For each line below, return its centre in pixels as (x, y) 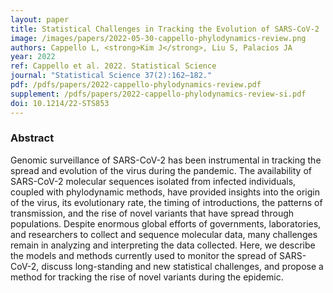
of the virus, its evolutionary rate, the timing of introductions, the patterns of (166, 202)
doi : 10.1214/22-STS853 (60, 103)
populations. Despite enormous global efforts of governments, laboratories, (166, 223)
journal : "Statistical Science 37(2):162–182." (111, 76)
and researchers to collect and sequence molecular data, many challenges (164, 234)
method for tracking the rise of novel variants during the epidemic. (147, 277)
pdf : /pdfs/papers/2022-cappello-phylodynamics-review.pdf (136, 85)
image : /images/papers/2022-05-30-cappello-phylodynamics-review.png (158, 38)
